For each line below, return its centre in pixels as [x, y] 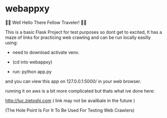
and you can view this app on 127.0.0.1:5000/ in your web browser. [73, 81]
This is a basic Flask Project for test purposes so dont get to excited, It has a [83, 32]
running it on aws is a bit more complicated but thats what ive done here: [80, 91]
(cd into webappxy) [32, 62]
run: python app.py [32, 71]
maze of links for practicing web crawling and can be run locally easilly [78, 37]
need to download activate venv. [46, 52]
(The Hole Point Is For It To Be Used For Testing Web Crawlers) [70, 110]
